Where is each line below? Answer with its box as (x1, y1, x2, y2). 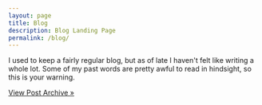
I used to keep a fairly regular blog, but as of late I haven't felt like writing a (8, 56, 254, 65)
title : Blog (8, 19, 48, 27)
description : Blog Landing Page (8, 26, 116, 34)
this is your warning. (8, 72, 76, 82)
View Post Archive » (8, 88, 74, 98)
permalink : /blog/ (8, 33, 69, 42)
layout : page (8, 11, 52, 20)
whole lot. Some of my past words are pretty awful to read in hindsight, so (8, 64, 252, 74)
